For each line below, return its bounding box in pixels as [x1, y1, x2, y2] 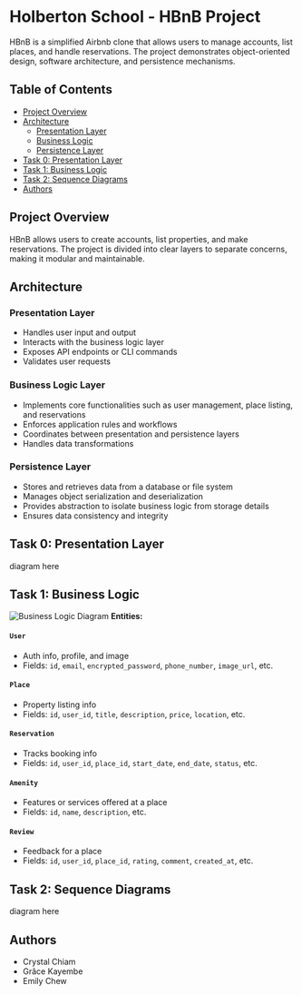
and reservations [22, 409, 86, 419]
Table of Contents [9, 82, 113, 97]
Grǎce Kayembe [22, 966, 83, 977]
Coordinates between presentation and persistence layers [22, 429, 240, 439]
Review [9, 827, 34, 836]
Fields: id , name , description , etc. [22, 806, 147, 818]
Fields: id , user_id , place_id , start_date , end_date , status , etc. [22, 758, 258, 769]
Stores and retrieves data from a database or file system [22, 481, 234, 492]
